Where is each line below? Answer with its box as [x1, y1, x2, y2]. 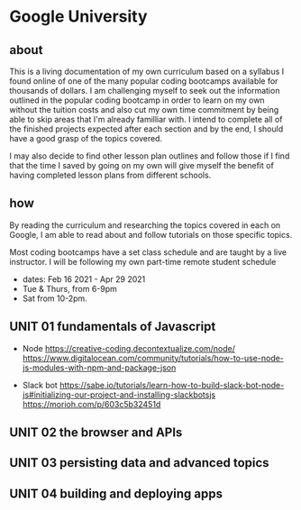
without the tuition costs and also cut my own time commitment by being [9, 105, 279, 114]
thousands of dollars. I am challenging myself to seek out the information [9, 86, 280, 96]
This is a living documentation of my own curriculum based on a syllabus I [9, 66, 285, 77]
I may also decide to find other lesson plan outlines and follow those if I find [9, 150, 290, 161]
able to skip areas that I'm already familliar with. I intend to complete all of [9, 114, 283, 124]
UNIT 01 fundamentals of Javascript [9, 319, 216, 334]
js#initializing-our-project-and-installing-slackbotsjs [22, 389, 216, 400]
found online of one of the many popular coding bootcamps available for [9, 76, 278, 87]
